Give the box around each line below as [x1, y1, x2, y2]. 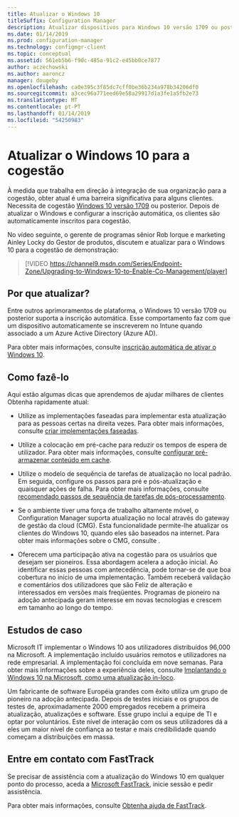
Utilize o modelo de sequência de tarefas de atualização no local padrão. [17, 470, 232, 478]
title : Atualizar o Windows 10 [7, 10, 100, 18]
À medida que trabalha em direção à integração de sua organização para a [7, 186, 227, 195]
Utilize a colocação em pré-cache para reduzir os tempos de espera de [17, 440, 228, 450]
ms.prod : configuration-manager [7, 37, 103, 44]
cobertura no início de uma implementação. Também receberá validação [17, 573, 231, 582]
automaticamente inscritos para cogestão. [7, 216, 132, 225]
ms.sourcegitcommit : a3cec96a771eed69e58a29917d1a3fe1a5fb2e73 [7, 90, 199, 97]
